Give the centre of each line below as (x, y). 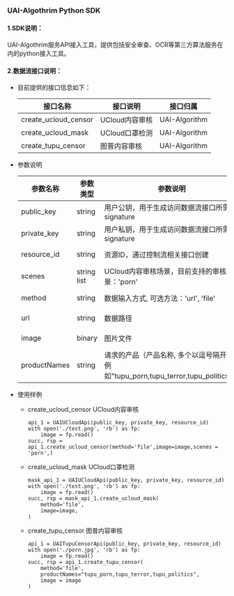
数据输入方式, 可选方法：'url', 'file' (160, 299)
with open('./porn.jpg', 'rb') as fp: (84, 550)
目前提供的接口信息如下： (54, 88)
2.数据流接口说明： (35, 70)
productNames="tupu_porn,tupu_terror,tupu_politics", (120, 574)
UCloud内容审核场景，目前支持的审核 (165, 271)
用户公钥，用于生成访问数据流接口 (160, 208)
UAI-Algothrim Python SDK (54, 10)
